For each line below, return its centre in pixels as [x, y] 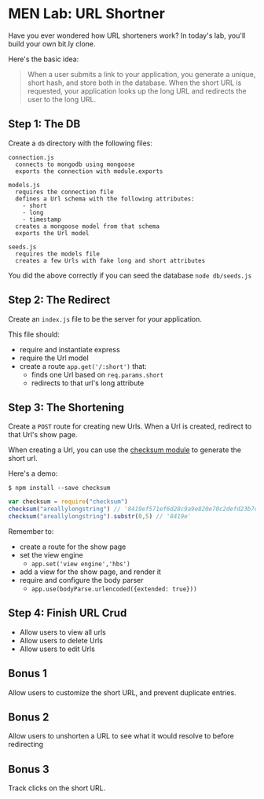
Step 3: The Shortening [66, 407]
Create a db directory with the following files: [81, 143]
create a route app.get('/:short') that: [83, 366]
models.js [24, 185]
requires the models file [58, 254]
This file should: [34, 334]
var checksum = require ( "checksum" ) [68, 502]
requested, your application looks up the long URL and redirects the [137, 90]
